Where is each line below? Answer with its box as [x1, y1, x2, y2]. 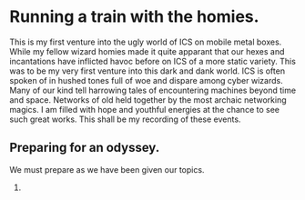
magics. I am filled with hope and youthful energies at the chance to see [9, 104, 280, 115]
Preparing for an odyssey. [9, 140, 160, 155]
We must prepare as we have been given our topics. [9, 164, 205, 175]
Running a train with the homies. [9, 6, 259, 27]
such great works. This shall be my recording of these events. [9, 114, 241, 125]
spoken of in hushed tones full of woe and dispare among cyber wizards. [9, 75, 284, 85]
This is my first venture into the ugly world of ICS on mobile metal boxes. [9, 36, 282, 47]
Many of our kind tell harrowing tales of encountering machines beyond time [9, 85, 297, 95]
